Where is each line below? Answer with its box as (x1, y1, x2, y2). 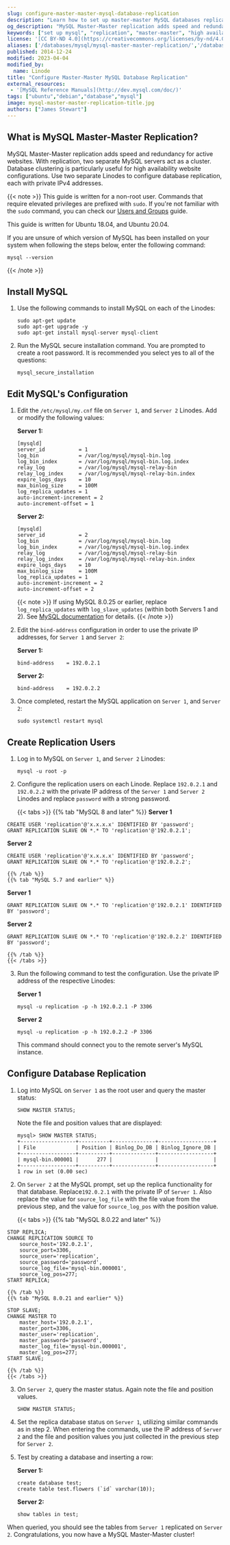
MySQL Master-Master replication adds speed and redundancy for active (7, 149, 214, 158)
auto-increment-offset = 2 (16, 586, 94, 593)
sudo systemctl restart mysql (16, 718, 104, 725)
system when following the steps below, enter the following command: (7, 241, 206, 249)
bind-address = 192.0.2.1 (16, 660, 101, 667)
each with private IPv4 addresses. (7, 179, 103, 187)
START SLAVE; (7, 1355, 44, 1361)
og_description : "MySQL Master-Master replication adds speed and (7, 23, 201, 30)
